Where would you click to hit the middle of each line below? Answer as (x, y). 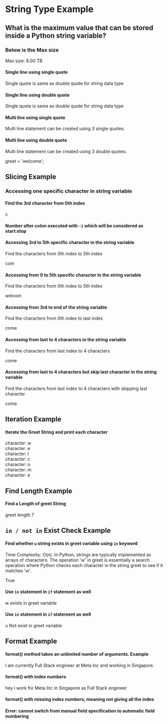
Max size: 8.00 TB (24, 61)
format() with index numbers (36, 677)
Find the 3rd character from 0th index (45, 203)
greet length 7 (20, 515)
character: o (18, 465)
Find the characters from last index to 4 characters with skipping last (76, 388)
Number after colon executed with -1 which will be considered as (74, 226)
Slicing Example (31, 177)
